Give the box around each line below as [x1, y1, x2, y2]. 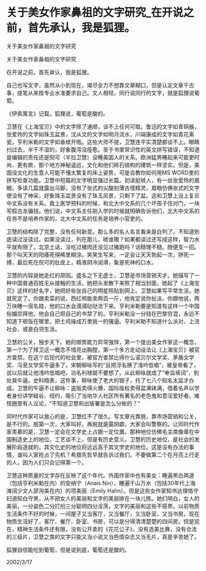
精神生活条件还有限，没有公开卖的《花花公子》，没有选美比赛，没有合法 [17, 525, 197, 532]
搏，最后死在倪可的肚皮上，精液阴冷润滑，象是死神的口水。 [6, 258, 157, 266]
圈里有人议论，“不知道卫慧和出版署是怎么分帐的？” [11, 399, 140, 407]
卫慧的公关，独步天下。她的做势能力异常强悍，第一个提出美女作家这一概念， [6, 338, 200, 345]
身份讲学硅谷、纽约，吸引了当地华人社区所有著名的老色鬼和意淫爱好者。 [11, 392, 194, 399]
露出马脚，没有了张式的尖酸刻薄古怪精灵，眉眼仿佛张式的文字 [44, 184, 200, 191]
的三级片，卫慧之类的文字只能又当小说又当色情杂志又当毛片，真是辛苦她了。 [6, 533, 200, 540]
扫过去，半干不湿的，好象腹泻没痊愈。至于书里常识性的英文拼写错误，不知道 [6, 145, 200, 153]
